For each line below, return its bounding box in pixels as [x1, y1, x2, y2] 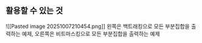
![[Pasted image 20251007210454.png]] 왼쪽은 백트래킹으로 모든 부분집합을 [5, 23, 190, 30]
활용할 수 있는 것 [5, 5, 63, 16]
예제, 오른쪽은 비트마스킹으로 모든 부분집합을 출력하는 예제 [21, 30, 161, 37]
